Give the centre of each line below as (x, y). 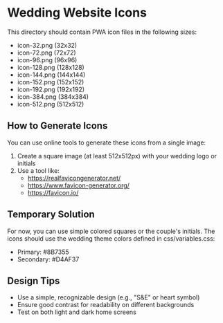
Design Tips (34, 280)
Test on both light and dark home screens (77, 312)
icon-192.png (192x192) (51, 89)
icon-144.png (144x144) (51, 75)
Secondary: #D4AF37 (48, 259)
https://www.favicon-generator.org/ (79, 185)
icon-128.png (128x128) (51, 67)
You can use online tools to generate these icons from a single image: (107, 142)
